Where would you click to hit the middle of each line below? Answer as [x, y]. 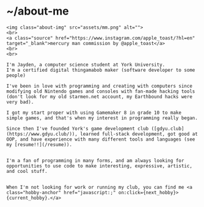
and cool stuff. [27, 171]
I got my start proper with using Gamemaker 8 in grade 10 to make [94, 113]
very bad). [20, 102]
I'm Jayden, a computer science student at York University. [86, 65]
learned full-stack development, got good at [139, 134]
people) [16, 75]
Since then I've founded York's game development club [78, 128]
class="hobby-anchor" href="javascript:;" [61, 192]
